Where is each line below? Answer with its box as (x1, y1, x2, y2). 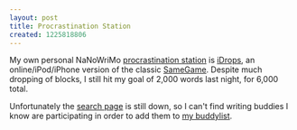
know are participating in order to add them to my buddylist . (9, 110, 233, 122)
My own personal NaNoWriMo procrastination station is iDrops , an (9, 55, 255, 66)
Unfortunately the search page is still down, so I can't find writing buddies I (9, 101, 289, 112)
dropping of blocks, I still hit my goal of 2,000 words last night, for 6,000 (9, 74, 279, 85)
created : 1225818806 (9, 30, 88, 39)
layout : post (9, 13, 59, 23)
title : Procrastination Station (9, 22, 131, 31)
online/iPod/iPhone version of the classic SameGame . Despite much (9, 64, 263, 75)
